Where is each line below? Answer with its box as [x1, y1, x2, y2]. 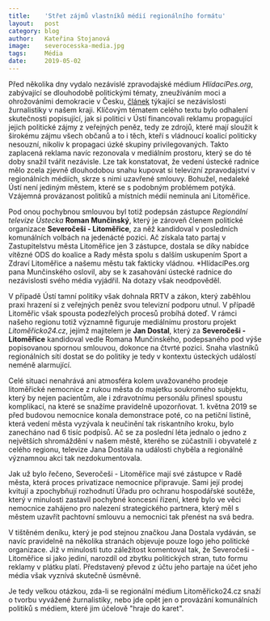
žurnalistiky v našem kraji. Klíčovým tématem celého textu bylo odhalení [8, 104, 248, 114]
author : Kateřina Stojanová [8, 34, 111, 43]
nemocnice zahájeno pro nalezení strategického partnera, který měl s [8, 503, 240, 513]
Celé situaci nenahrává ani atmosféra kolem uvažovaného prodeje [8, 376, 229, 385]
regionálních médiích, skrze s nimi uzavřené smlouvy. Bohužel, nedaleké [8, 173, 250, 183]
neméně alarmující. [8, 359, 72, 369]
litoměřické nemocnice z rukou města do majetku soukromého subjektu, [8, 384, 249, 393]
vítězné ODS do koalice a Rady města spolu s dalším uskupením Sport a [8, 249, 248, 259]
